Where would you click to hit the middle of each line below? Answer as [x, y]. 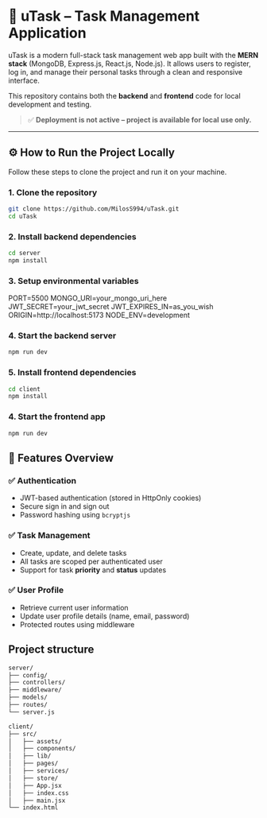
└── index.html [33, 808]
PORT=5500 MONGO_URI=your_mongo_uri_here [88, 298]
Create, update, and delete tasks [73, 552]
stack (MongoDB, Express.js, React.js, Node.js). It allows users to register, [130, 64]
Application [47, 33]
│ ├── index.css [39, 793]
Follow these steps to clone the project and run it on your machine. [118, 172]
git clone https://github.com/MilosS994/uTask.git [94, 209]
